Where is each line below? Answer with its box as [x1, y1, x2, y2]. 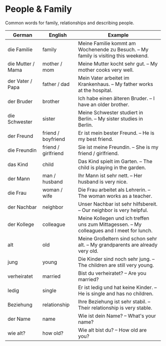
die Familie [7, 46, 33, 53]
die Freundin [7, 147, 37, 154]
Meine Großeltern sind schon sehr [78, 235, 157, 242]
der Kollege [7, 221, 35, 228]
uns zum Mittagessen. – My [78, 221, 142, 228]
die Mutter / [7, 60, 35, 67]
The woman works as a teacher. [78, 192, 152, 199]
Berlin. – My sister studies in [78, 115, 143, 122]
